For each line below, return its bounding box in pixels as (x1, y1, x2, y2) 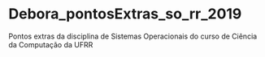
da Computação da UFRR (8, 39, 93, 49)
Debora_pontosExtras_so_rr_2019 (8, 5, 242, 23)
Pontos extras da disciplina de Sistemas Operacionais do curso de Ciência (8, 31, 258, 41)
